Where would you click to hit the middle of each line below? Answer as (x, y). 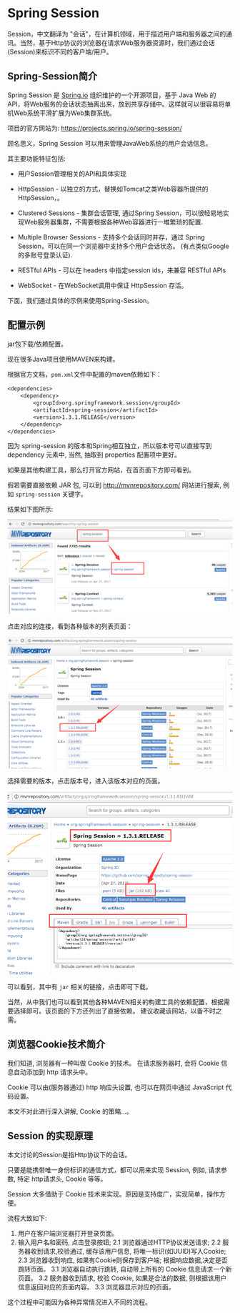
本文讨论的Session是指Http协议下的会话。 (69, 1154)
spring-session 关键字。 (51, 494)
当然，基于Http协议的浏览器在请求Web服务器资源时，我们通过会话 (117, 43)
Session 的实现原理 (50, 1136)
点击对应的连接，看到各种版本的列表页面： (70, 626)
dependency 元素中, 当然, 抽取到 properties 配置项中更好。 (94, 455)
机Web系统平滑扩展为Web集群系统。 (61, 113)
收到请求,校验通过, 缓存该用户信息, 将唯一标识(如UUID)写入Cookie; (128, 1251)
